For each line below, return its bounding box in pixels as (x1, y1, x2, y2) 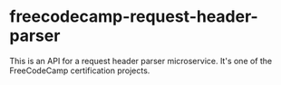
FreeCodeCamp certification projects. (9, 65, 150, 76)
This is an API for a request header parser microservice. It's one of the (9, 55, 273, 66)
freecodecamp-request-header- (9, 6, 258, 27)
